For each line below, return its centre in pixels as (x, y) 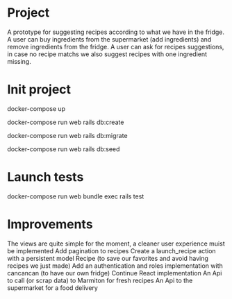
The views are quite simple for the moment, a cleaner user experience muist (116, 244)
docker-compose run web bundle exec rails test (76, 196)
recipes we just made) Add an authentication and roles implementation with (115, 266)
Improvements (50, 224)
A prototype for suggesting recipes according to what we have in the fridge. (116, 32)
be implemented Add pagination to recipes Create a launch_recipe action (112, 250)
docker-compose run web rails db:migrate (67, 135)
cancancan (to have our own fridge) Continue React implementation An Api (115, 273)
